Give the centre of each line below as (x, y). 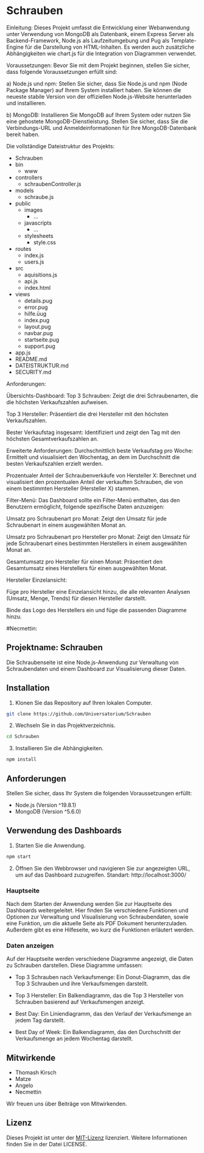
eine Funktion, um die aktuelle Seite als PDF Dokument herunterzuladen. (97, 923)
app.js (23, 352)
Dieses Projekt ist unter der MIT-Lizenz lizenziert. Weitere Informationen (97, 1137)
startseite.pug (42, 339)
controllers (29, 177)
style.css (44, 242)
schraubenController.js (53, 184)
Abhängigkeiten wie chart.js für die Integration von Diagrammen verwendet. (101, 53)
